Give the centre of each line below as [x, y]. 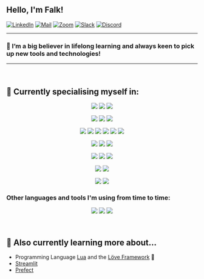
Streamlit [26, 264]
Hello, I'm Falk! [35, 10]
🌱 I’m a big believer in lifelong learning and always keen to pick [100, 46]
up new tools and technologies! [54, 53]
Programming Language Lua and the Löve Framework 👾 [85, 257]
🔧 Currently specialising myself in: [73, 91]
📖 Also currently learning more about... [81, 242]
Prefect [24, 270]
